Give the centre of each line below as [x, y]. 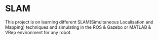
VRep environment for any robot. [38, 32]
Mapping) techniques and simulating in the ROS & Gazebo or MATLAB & [78, 27]
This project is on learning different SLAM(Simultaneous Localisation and [79, 22]
